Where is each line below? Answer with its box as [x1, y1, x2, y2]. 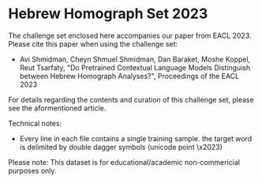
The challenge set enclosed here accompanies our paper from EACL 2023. [8, 31, 252, 40]
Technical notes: [8, 118, 62, 128]
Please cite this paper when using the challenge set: [8, 39, 178, 48]
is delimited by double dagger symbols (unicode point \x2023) [19, 142, 223, 151]
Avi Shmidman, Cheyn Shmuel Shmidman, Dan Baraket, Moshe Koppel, [19, 54, 251, 64]
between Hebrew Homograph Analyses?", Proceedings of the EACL [19, 71, 240, 80]
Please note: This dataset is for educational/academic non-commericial [8, 157, 241, 166]
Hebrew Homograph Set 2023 [8, 5, 208, 23]
